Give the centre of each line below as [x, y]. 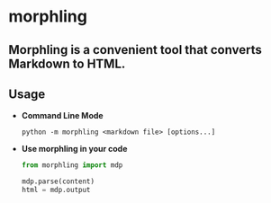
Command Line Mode [63, 116]
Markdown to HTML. [67, 63]
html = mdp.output [56, 190]
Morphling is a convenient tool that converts [135, 50]
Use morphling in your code [74, 149]
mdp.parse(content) [58, 181]
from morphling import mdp [72, 165]
